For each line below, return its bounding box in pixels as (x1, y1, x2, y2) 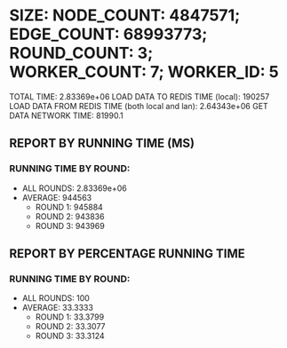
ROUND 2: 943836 (35, 210, 105, 222)
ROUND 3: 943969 (35, 220, 105, 231)
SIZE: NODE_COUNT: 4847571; (9, 5, 241, 26)
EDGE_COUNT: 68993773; (9, 24, 208, 44)
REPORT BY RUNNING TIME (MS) (9, 136, 195, 151)
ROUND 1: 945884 (35, 202, 104, 212)
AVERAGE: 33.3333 (21, 303, 93, 313)
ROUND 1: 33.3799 (35, 312, 105, 322)
